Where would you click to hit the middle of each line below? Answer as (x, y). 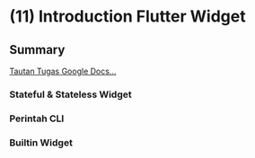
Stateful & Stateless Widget (70, 94)
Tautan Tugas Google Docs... (63, 71)
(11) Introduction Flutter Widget (127, 17)
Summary (37, 50)
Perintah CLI (37, 118)
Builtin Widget (41, 143)
